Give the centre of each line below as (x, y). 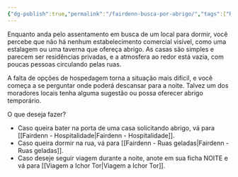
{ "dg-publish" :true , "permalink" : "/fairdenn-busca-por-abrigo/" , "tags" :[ (117, 14)
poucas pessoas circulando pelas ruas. (64, 64)
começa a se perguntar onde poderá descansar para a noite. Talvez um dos (118, 85)
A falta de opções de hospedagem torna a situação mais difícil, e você (110, 78)
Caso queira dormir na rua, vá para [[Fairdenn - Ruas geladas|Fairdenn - (123, 143)
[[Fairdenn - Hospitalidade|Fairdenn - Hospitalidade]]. (96, 135)
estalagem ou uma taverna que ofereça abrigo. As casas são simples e (111, 49)
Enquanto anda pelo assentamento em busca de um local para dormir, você (118, 34)
